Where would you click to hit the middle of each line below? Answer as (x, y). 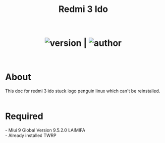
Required (24, 116)
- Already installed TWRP (31, 135)
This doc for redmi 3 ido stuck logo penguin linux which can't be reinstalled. (82, 91)
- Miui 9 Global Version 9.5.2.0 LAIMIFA (45, 130)
